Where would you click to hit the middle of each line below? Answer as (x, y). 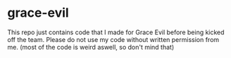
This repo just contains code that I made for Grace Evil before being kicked (116, 32)
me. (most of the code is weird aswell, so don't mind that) (91, 47)
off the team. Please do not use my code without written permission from (113, 39)
